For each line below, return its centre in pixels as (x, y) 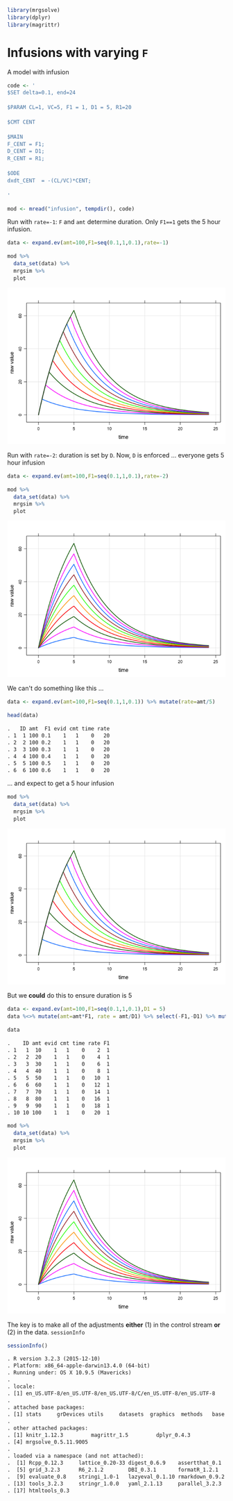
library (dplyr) (29, 17)
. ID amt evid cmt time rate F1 (59, 1043)
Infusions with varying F (78, 52)
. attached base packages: (46, 1408)
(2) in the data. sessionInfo (46, 1332)
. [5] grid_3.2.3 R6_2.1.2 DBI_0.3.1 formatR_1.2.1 (113, 1470)
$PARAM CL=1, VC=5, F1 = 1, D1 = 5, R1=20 (69, 108)
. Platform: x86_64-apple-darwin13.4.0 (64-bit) (79, 1366)
